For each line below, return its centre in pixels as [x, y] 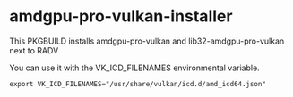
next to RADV [34, 50]
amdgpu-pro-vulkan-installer [121, 16]
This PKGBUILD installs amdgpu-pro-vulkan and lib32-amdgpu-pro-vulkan [147, 41]
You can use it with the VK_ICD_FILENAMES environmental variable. [134, 68]
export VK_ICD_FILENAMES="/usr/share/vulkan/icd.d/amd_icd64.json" [138, 84]
